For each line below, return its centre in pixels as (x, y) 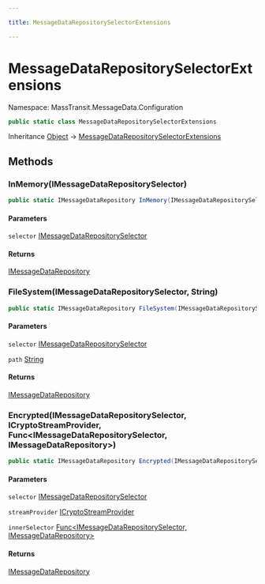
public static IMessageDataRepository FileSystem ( (93, 308)
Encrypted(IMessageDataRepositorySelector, (97, 415)
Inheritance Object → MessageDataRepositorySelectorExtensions (115, 137)
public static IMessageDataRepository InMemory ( (90, 201)
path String (26, 359)
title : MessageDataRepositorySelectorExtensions (90, 22)
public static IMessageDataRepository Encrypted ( (91, 462)
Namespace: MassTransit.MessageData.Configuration (96, 107)
